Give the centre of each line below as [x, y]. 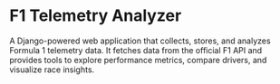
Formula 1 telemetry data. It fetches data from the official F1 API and [136, 50]
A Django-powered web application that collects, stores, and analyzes [140, 41]
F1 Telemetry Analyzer [96, 16]
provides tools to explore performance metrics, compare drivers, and [138, 60]
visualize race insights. [52, 70]
